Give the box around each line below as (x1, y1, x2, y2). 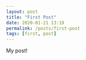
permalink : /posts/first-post (6, 25, 81, 31)
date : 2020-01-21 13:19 (6, 20, 65, 26)
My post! (6, 47, 28, 54)
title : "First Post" (6, 14, 57, 20)
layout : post (6, 8, 38, 15)
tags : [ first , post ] (6, 31, 57, 37)
